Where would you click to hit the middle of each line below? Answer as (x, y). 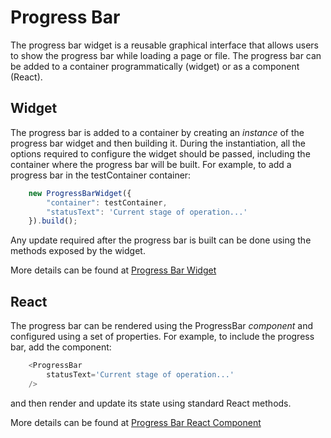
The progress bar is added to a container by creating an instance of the (157, 132)
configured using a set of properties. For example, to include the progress (162, 337)
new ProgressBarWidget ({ (80, 193)
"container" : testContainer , (107, 202)
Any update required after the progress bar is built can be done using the (161, 240)
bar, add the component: (61, 347)
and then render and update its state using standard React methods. (151, 403)
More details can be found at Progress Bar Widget (113, 270)
